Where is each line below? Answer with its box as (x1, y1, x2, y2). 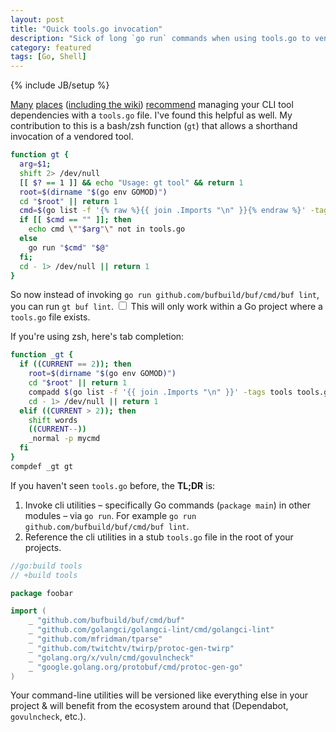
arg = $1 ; (19, 159, 52, 169)
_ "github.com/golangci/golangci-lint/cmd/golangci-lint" (28, 625, 275, 635)
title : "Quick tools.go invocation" (10, 24, 163, 34)
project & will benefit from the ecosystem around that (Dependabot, (10, 700, 289, 712)
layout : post (10, 14, 65, 25)
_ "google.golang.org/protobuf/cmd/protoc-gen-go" (28, 662, 244, 672)
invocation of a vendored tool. (10, 131, 134, 143)
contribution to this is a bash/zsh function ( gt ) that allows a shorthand (10, 120, 298, 132)
